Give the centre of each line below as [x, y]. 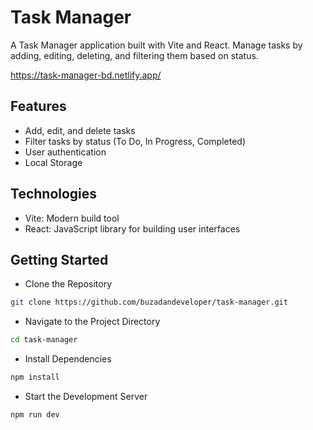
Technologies [54, 194]
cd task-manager [44, 340]
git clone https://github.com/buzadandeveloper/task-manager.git [149, 302]
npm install [35, 377]
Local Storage [53, 162]
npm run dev [35, 415]
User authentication [65, 152]
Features [38, 106]
